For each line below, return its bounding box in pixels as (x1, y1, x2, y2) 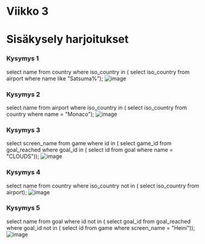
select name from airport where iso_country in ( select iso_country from (6, 104, 187, 111)
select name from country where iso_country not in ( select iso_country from (6, 182, 199, 189)
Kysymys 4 (6, 168, 41, 177)
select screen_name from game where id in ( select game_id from (6, 140, 172, 147)
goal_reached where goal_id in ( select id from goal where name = (6, 146, 173, 154)
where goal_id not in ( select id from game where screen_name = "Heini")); (6, 224, 195, 231)
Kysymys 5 (6, 204, 40, 212)
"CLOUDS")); (6, 153, 40, 160)
